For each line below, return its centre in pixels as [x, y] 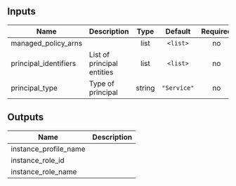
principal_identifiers [44, 63]
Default [178, 31]
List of [99, 54]
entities [101, 72]
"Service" [178, 88]
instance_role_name [44, 171]
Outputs [26, 118]
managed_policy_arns [47, 43]
